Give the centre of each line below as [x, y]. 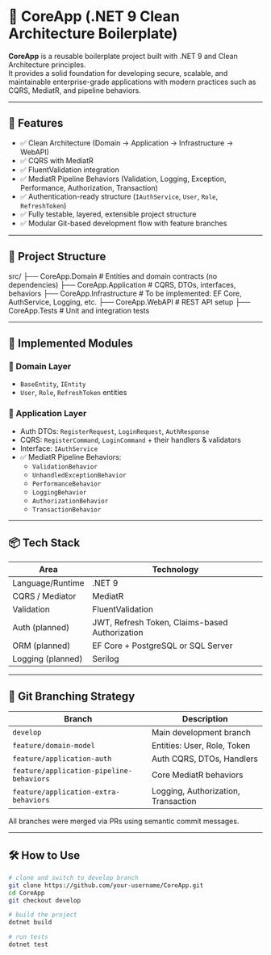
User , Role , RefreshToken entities [73, 393]
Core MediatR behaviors [198, 775]
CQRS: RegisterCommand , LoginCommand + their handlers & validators [131, 440]
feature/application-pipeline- [73, 771]
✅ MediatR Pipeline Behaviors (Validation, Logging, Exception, [123, 179]
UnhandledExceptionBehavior [79, 475]
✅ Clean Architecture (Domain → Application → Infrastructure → [127, 143]
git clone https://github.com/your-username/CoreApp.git [106, 885]
